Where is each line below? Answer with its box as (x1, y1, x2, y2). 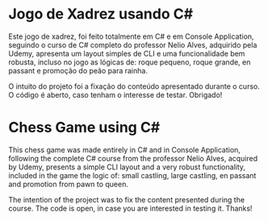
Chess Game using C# (8, 119, 161, 137)
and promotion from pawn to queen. (8, 179, 129, 189)
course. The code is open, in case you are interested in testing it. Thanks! (8, 203, 253, 213)
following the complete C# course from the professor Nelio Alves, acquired (8, 153, 258, 163)
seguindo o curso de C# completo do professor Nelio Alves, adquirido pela (8, 40, 258, 49)
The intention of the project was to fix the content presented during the (8, 194, 245, 204)
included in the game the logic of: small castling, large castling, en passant (8, 170, 257, 180)
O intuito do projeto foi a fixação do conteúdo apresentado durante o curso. (8, 81, 260, 91)
